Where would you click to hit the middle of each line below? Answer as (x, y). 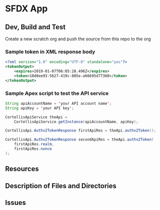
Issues (16, 203)
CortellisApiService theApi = (36, 117)
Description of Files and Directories (61, 186)
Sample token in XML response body (50, 52)
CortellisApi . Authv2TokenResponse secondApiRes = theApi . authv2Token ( (80, 140)
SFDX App (27, 9)
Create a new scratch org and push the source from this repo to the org (78, 39)
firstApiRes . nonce (33, 149)
